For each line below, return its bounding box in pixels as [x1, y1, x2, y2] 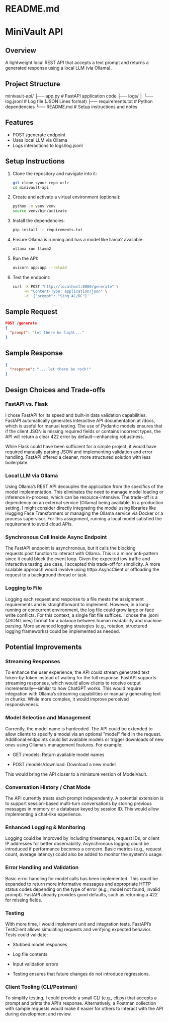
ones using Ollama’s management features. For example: [5, 741, 123, 747]
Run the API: [12, 255, 39, 261]
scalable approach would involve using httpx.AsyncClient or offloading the [5, 566, 159, 573]
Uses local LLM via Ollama [12, 137, 68, 143]
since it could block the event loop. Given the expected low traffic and [5, 556, 150, 562]
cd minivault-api [12, 185, 49, 190]
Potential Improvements [5, 643, 82, 652]
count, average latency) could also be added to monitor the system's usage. [5, 851, 163, 857]
